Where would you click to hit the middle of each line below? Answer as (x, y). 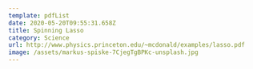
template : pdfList (39, 15)
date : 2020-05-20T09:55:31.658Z (62, 23)
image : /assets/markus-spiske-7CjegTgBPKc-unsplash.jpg (103, 52)
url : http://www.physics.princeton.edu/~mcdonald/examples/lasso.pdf (127, 45)
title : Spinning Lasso (46, 30)
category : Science (39, 38)
